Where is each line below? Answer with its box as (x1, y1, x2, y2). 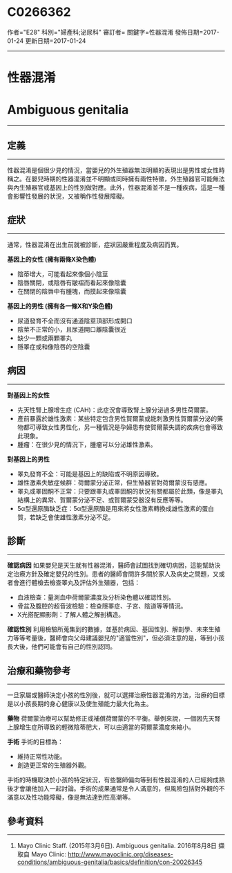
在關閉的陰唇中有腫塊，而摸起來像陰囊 (17, 287, 126, 295)
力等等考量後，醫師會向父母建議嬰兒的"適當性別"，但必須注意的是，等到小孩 (7, 634, 225, 642)
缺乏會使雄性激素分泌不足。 (35, 513, 115, 521)
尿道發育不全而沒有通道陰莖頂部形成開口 (17, 316, 133, 325)
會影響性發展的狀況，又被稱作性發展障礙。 (7, 192, 128, 200)
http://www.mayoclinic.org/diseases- (68, 849, 174, 858)
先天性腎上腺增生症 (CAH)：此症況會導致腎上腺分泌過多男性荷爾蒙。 (17, 406, 212, 414)
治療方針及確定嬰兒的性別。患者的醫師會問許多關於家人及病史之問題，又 (12, 570, 219, 578)
